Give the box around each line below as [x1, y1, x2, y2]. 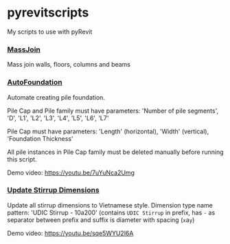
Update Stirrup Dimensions [7, 186, 100, 195]
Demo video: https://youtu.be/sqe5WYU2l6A [7, 229, 134, 237]
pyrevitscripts [7, 5, 89, 21]
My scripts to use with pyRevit [7, 27, 93, 36]
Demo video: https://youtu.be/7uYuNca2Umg [7, 168, 135, 177]
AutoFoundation [7, 78, 63, 87]
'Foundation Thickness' [7, 134, 73, 142]
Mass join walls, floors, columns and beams [7, 60, 131, 69]
